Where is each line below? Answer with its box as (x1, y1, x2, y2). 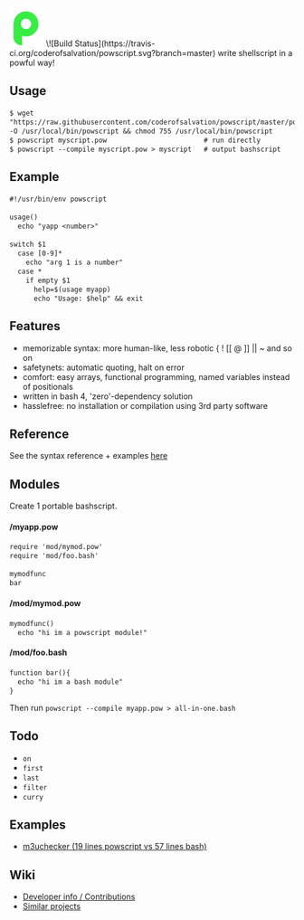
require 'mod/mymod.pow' (9, 543, 103, 552)
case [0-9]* (17, 249, 63, 258)
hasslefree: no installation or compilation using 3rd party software (22, 400, 269, 411)
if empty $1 (25, 276, 71, 285)
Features (9, 318, 61, 334)
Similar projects (22, 901, 81, 912)
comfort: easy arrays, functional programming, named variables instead (22, 371, 290, 382)
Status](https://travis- (74, 38, 156, 49)
